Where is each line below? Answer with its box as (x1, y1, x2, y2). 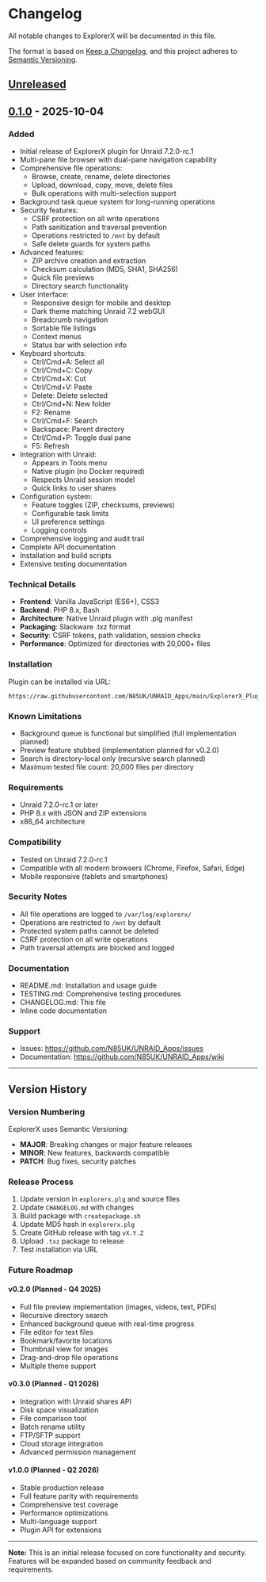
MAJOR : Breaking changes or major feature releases (19, 1140, 192, 1149)
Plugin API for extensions (19, 1525, 102, 1534)
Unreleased (8, 78, 67, 91)
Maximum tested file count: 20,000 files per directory (19, 762, 194, 771)
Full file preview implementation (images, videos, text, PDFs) (19, 1301, 218, 1312)
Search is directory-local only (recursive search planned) (19, 754, 206, 763)
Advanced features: (19, 247, 85, 258)
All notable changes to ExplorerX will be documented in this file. (8, 31, 216, 40)
